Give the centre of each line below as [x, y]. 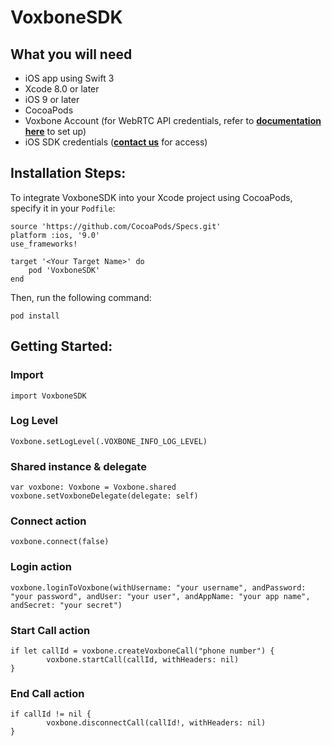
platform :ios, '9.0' [55, 235]
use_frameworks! [44, 244]
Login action [41, 567]
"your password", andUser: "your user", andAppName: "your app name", [160, 596]
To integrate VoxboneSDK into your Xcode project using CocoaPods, [151, 197]
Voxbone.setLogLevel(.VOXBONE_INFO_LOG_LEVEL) [109, 441]
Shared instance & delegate [78, 466]
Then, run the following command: [81, 297]
